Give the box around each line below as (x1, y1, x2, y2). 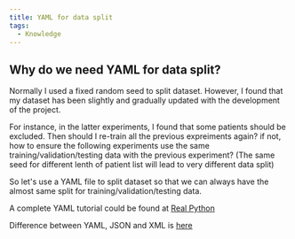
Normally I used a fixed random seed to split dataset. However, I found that (9, 86, 283, 96)
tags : (9, 21, 29, 30)
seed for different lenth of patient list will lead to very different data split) (9, 159, 275, 170)
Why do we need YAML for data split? (9, 62, 221, 77)
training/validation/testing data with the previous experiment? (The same (9, 150, 275, 160)
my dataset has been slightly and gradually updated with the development (9, 95, 280, 106)
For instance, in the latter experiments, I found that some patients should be (9, 121, 287, 133)
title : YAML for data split (9, 12, 114, 22)
